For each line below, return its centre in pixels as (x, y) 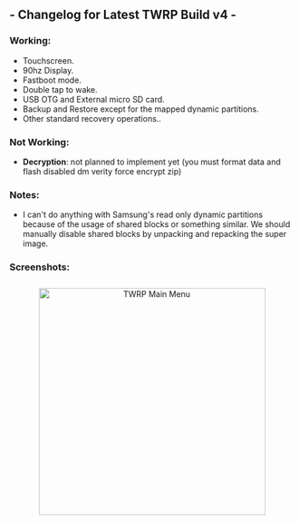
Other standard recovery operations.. (92, 118)
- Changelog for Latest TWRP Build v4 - (123, 15)
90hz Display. (48, 70)
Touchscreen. (48, 60)
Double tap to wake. (60, 89)
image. (35, 243)
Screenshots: (40, 267)
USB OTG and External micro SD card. (93, 99)
